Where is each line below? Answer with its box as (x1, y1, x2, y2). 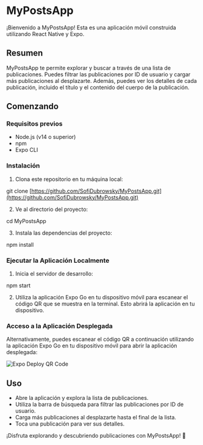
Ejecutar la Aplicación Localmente (6, 256, 110, 265)
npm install (6, 241, 34, 248)
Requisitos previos (6, 119, 63, 128)
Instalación (6, 162, 40, 170)
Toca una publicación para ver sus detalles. (15, 420, 125, 427)
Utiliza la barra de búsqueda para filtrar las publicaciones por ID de (15, 400, 184, 408)
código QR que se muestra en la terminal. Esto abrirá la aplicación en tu (15, 300, 195, 308)
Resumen (6, 48, 43, 59)
